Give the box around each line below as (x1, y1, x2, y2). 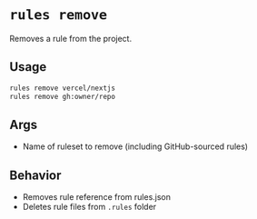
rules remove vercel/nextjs (9, 84, 116, 93)
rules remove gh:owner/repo (9, 92, 116, 101)
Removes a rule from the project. (9, 33, 133, 44)
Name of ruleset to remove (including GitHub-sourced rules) (22, 141, 248, 152)
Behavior (9, 167, 62, 183)
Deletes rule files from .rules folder (22, 202, 157, 213)
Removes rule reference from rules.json (22, 192, 171, 203)
